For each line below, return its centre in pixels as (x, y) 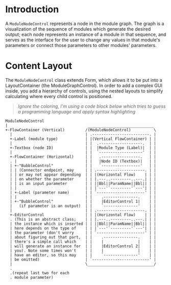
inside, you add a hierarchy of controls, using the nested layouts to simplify (84, 91)
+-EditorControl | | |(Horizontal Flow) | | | (83, 215)
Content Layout (39, 66)
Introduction (32, 9)
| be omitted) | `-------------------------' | (83, 259)
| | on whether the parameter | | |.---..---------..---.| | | (83, 179)
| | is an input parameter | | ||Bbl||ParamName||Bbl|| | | (83, 183)
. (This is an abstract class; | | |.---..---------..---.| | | (83, 219)
